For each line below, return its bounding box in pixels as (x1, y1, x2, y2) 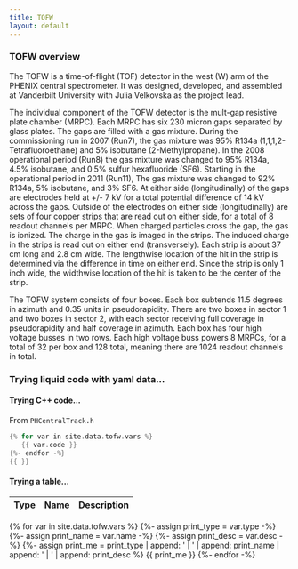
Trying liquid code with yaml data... (9, 373, 165, 385)
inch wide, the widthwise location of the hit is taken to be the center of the (9, 268, 282, 278)
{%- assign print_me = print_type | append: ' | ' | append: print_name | (21, 540, 280, 550)
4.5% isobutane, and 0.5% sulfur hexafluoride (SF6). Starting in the (9, 164, 256, 174)
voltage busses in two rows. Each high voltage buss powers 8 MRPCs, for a (9, 332, 286, 342)
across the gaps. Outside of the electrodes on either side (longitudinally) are (9, 201, 289, 212)
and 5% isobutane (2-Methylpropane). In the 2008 (79, 144, 265, 156)
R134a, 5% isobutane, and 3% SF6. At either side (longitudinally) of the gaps (9, 182, 290, 193)
